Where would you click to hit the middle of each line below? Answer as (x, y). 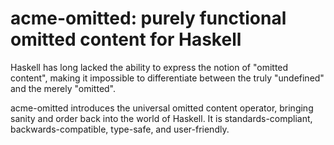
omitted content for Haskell (126, 39)
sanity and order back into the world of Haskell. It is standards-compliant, (161, 118)
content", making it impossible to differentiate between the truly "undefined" (167, 78)
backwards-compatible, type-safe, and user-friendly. (120, 129)
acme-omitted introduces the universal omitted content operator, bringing (162, 108)
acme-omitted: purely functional (148, 18)
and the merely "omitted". (63, 88)
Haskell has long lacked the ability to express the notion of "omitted (149, 67)
